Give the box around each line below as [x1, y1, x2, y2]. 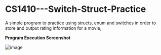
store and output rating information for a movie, [5, 25, 102, 31]
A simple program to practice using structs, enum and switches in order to [5, 20, 157, 26]
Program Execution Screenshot [5, 35, 71, 41]
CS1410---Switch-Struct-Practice [5, 3, 146, 15]
